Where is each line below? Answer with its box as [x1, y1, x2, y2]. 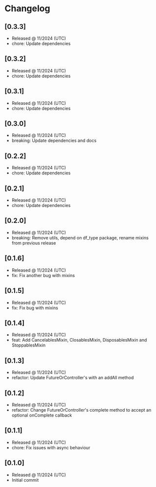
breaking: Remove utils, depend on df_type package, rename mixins [11, 234, 149, 240]
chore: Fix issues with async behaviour [11, 444, 90, 450]
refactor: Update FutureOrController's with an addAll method [11, 375, 134, 381]
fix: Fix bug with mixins [11, 304, 58, 311]
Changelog [4, 3, 50, 14]
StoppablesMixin [11, 342, 46, 348]
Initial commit [11, 477, 39, 483]
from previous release [11, 240, 56, 246]
